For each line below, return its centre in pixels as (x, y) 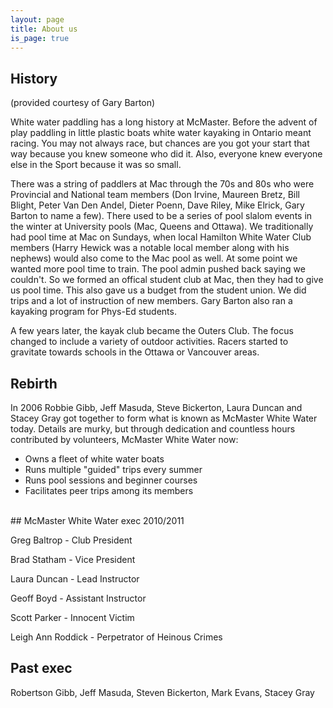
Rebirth (34, 383)
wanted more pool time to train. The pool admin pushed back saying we (158, 269)
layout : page (37, 19)
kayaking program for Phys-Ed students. (93, 312)
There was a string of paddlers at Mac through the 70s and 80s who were (162, 184)
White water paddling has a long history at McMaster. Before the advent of (164, 122)
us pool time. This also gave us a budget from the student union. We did (158, 290)
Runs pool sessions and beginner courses (111, 480)
